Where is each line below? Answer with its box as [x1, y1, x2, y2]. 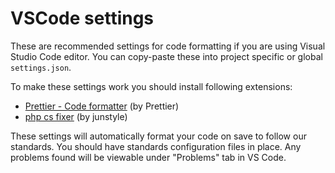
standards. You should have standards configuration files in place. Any [10, 140, 302, 152]
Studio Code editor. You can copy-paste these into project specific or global [10, 50, 323, 62]
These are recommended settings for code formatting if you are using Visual [10, 40, 326, 52]
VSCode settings [10, 7, 155, 30]
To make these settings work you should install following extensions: [10, 80, 293, 92]
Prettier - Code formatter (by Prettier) [24, 100, 180, 112]
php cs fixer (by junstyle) [24, 110, 128, 122]
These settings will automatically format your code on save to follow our [10, 130, 307, 142]
